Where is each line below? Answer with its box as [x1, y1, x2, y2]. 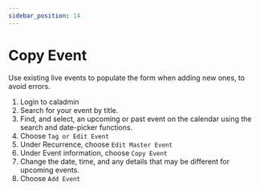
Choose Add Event [19, 173, 81, 183]
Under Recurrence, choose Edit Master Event [19, 139, 173, 149]
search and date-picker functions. [19, 122, 133, 132]
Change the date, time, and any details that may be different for [19, 156, 230, 166]
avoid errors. [8, 81, 51, 91]
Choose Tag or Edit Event [19, 131, 110, 140]
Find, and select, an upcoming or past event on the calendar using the [19, 114, 252, 123]
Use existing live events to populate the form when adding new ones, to [8, 73, 246, 83]
